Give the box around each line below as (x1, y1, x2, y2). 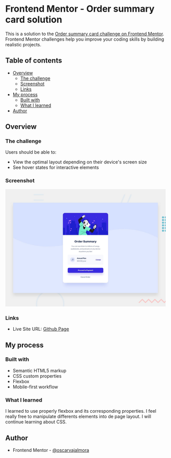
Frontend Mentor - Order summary (5, 3, 155, 15)
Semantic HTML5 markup (12, 367, 67, 374)
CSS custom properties (12, 373, 62, 379)
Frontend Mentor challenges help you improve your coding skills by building (5, 36, 164, 42)
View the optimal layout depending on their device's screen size (12, 159, 147, 165)
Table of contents (5, 56, 62, 65)
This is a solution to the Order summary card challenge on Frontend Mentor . (5, 31, 164, 37)
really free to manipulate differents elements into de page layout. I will (5, 413, 152, 420)
